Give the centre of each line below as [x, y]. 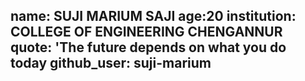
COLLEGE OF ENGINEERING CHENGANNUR [146, 32]
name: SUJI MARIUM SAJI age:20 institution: [153, 16]
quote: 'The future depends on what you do [148, 47]
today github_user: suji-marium [111, 63]
